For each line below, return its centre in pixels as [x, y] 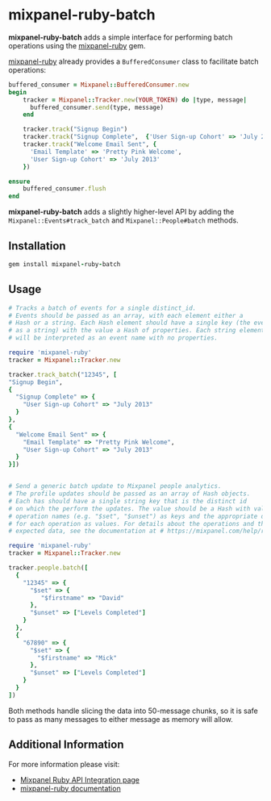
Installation [37, 246]
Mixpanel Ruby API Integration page [79, 779]
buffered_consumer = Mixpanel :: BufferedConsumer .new [99, 85]
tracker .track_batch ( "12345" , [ [63, 374]
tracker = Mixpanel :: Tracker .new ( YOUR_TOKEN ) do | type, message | [135, 100]
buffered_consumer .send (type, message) [96, 107]
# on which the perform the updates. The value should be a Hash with [129, 509]
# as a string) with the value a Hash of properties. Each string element [137, 331]
